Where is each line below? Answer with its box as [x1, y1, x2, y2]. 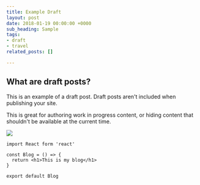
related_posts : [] [6, 49, 53, 55]
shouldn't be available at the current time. [6, 117, 111, 125]
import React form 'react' [6, 141, 75, 147]
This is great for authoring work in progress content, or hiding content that [6, 111, 194, 118]
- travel [6, 43, 29, 49]
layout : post [6, 15, 40, 21]
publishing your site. [6, 99, 57, 107]
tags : [6, 32, 20, 38]
